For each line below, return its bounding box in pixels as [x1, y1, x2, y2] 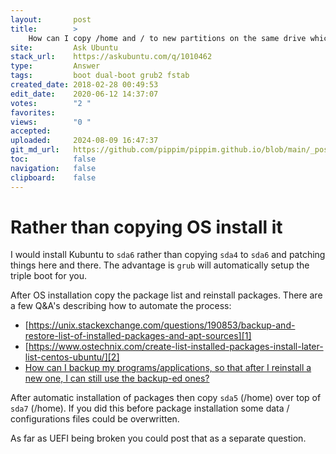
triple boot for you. [10, 270, 87, 282]
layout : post [10, 14, 92, 25]
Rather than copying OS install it [10, 216, 283, 238]
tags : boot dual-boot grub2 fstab [10, 71, 190, 81]
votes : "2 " [10, 98, 92, 108]
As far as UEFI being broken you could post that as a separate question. [10, 432, 307, 445]
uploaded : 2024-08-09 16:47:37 [10, 136, 159, 146]
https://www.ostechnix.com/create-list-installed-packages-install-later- [28, 341, 324, 353]
